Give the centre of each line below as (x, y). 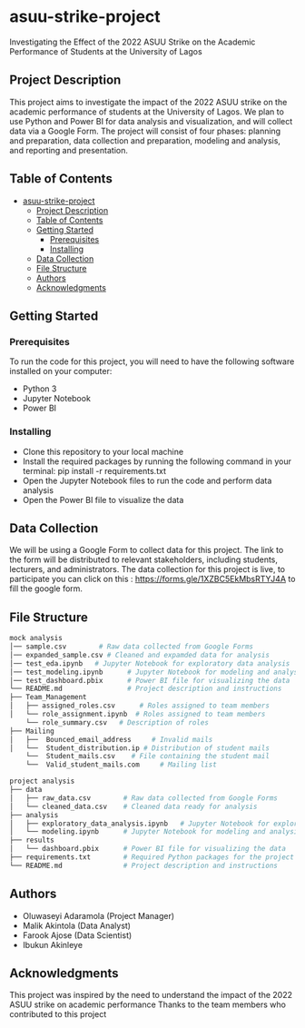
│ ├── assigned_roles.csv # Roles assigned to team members (140, 706)
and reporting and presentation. (69, 150)
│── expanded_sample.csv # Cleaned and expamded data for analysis (140, 655)
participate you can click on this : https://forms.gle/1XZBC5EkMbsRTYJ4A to (152, 579)
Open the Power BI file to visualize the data (103, 499)
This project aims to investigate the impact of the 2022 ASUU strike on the (148, 102)
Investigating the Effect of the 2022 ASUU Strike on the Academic (133, 42)
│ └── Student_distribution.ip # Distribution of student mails (140, 748)
